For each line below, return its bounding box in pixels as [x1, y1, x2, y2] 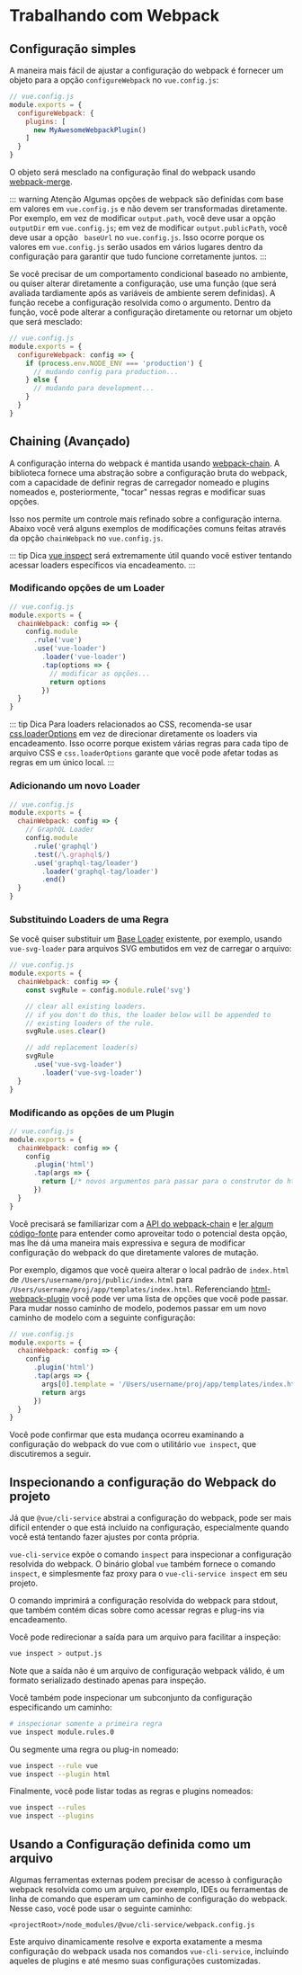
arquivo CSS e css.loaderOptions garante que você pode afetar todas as [9, 747, 279, 758]
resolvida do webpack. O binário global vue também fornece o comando [9, 1559, 276, 1569]
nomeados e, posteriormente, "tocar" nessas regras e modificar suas [9, 487, 266, 497]
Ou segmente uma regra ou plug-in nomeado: [9, 1744, 180, 1755]
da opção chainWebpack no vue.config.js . [9, 532, 164, 543]
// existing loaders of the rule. [25, 1018, 155, 1028]
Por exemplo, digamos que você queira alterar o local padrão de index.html [9, 1265, 290, 1275]
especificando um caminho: [9, 1702, 112, 1712]
